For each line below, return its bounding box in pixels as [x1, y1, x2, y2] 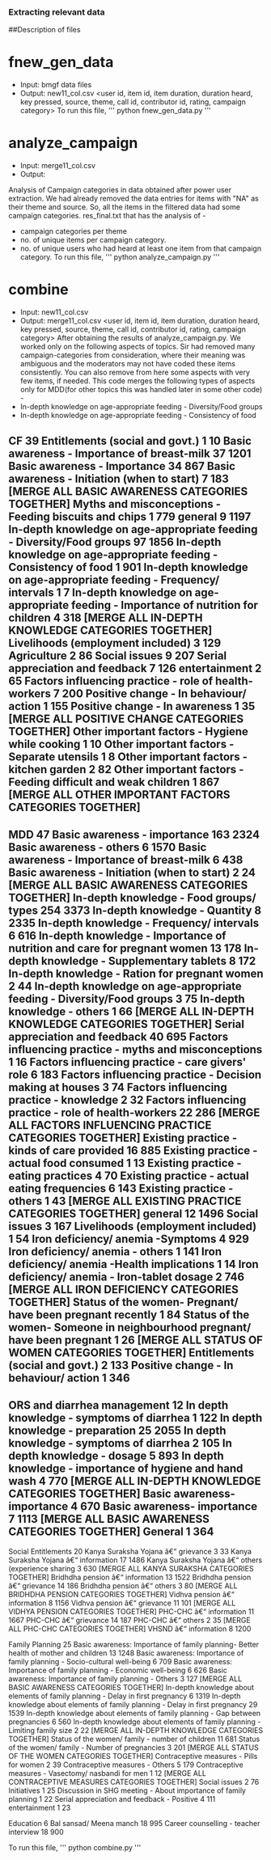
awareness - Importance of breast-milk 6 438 [8, 852, 243, 867]
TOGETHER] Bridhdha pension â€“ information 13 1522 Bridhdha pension [8, 1572, 252, 1582]
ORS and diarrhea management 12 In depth [8, 1398, 229, 1413]
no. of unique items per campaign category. [19, 235, 167, 245]
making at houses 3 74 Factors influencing [8, 1080, 228, 1094]
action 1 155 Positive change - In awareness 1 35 [8, 699, 256, 713]
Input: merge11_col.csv [19, 161, 95, 171]
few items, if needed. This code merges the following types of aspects [19, 376, 256, 386]
